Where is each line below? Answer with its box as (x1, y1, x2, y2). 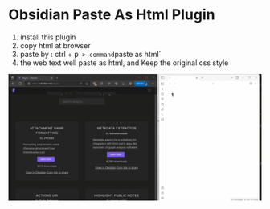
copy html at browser (19, 40, 91, 50)
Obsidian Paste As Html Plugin (8, 6, 215, 24)
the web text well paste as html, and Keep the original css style (19, 58, 229, 68)
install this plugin (19, 32, 76, 42)
